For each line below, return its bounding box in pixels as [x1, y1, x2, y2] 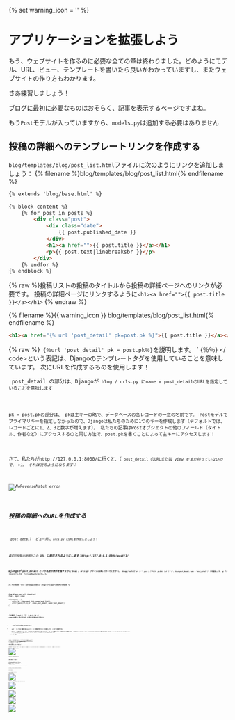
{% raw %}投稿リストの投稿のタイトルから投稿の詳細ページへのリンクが [8, 281, 217, 289]
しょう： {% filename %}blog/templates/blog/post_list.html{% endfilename [8, 169, 224, 177]
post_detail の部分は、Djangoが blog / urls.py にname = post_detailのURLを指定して [11, 378, 228, 385]
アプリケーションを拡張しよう [8, 33, 179, 48]
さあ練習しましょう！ [8, 88, 70, 97]
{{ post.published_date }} [58, 229, 137, 236]
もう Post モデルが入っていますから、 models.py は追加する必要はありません [8, 118, 219, 127]
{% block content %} [8, 203, 69, 210]
